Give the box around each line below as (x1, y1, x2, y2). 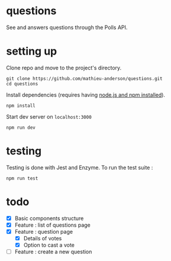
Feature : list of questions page (14, 221, 91, 228)
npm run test (6, 175, 38, 182)
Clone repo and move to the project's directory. (6, 64, 122, 71)
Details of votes (23, 234, 62, 241)
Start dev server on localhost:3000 (6, 113, 92, 120)
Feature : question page (14, 228, 73, 235)
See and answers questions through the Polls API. (6, 24, 128, 31)
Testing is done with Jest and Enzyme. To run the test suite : (6, 164, 153, 171)
